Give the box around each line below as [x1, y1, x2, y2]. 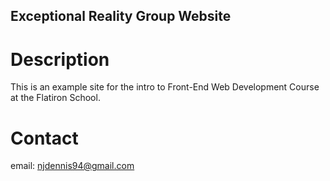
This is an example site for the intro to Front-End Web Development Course [10, 81, 320, 93]
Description [10, 48, 110, 71]
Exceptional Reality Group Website [10, 8, 232, 25]
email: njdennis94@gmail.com [10, 160, 135, 172]
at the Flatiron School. [10, 92, 101, 104]
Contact [10, 127, 79, 149]
